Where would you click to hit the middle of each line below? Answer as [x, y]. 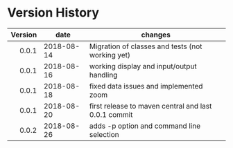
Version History [53, 13]
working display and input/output [143, 66]
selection [104, 134]
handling [103, 75]
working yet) [110, 55]
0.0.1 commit [111, 114]
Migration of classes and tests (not [146, 46]
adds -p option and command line [145, 126]
